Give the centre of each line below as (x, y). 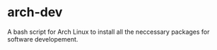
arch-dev (35, 12)
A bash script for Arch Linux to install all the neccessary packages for (108, 32)
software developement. (43, 39)
